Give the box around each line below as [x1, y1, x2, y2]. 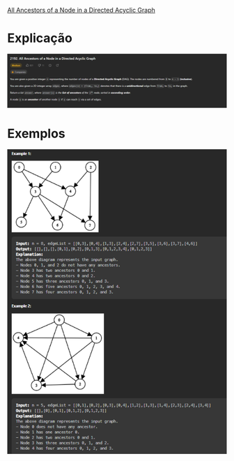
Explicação [7, 31, 73, 46]
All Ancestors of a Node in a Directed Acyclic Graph [7, 6, 155, 14]
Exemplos [7, 126, 66, 142]
